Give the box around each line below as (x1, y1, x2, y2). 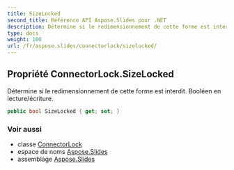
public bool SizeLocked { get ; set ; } (7, 107, 120, 115)
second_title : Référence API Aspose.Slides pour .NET (7, 17, 167, 24)
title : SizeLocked (7, 10, 61, 17)
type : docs (7, 29, 39, 37)
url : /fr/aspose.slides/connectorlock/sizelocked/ (7, 42, 157, 49)
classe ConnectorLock (17, 140, 82, 148)
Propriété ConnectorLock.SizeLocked (7, 68, 174, 80)
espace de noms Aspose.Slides (17, 147, 108, 155)
